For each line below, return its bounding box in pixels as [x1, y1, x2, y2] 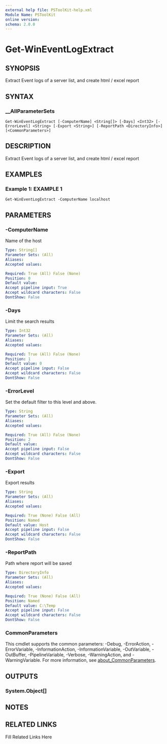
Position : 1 [5, 356, 31, 362]
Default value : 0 [5, 361, 42, 366]
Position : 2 [5, 437, 31, 442]
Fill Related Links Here [5, 734, 52, 740]
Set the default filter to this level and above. [5, 399, 97, 405]
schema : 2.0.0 [5, 21, 36, 27]
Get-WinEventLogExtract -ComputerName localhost [5, 197, 110, 202]
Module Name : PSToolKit [5, 12, 56, 17]
